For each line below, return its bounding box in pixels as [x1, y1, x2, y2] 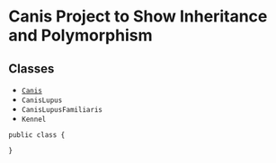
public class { [8, 131, 66, 140]
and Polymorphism [8, 25, 154, 46]
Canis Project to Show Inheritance [8, 6, 268, 27]
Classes [8, 61, 55, 76]
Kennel [21, 115, 47, 124]
